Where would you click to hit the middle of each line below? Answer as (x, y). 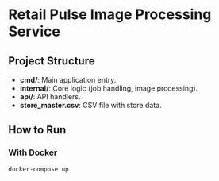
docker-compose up (38, 169)
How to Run (37, 130)
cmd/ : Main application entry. (68, 80)
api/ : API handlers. (50, 96)
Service (35, 31)
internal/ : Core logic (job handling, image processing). (109, 88)
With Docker (33, 152)
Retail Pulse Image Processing (110, 15)
